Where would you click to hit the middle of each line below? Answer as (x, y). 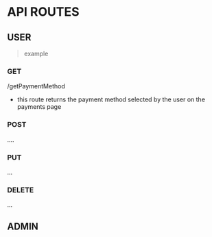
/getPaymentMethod (36, 86)
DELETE (21, 190)
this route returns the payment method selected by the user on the (111, 99)
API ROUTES (44, 12)
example (36, 53)
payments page (39, 107)
